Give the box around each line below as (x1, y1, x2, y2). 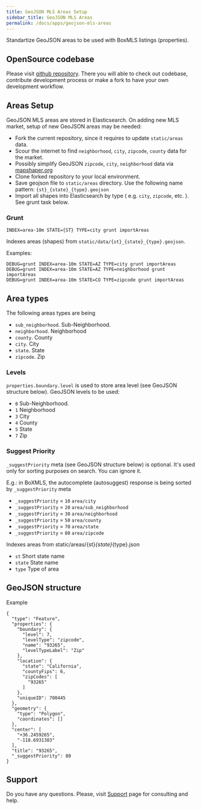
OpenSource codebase (6, 54, 94, 64)
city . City (14, 340, 39, 347)
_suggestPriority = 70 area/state (14, 522, 99, 530)
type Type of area (14, 565, 59, 572)
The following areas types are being (6, 309, 96, 317)
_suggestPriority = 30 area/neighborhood (14, 510, 118, 517)
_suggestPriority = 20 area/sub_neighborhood (14, 503, 129, 510)
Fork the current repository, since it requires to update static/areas (14, 134, 184, 142)
